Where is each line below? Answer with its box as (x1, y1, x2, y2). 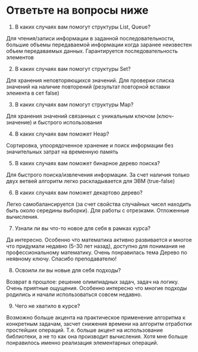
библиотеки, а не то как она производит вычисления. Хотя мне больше (6, 332, 188, 340)
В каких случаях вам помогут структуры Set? (14, 65, 131, 72)
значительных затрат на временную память (6, 148, 119, 155)
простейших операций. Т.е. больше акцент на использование (6, 326, 164, 334)
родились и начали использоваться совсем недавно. (6, 291, 143, 298)
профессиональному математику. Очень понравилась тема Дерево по (6, 249, 187, 256)
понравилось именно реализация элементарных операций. (6, 339, 159, 346)
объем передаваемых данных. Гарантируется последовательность (6, 47, 178, 54)
